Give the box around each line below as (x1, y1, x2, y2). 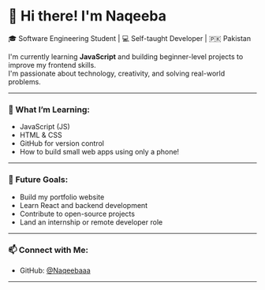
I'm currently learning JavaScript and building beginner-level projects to (8, 51, 244, 61)
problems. (8, 76, 41, 86)
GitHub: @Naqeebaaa (19, 266, 91, 275)
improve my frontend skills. (8, 60, 96, 69)
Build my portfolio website (19, 192, 105, 202)
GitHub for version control (19, 139, 105, 148)
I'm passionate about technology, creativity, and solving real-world (8, 69, 226, 78)
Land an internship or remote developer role (19, 217, 163, 227)
